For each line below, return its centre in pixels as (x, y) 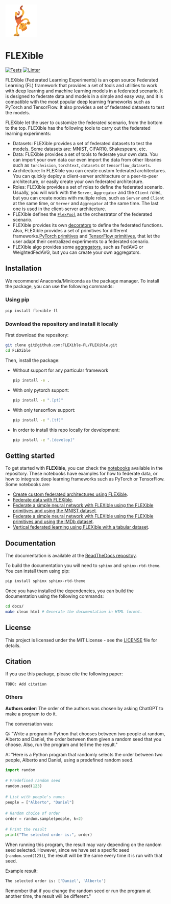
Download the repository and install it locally (62, 324)
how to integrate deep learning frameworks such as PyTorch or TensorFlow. (85, 479)
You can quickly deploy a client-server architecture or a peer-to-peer (85, 176)
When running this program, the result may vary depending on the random (83, 845)
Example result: (22, 871)
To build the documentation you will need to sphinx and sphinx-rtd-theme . (83, 566)
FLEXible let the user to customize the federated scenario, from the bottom (84, 123)
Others (14, 697)
